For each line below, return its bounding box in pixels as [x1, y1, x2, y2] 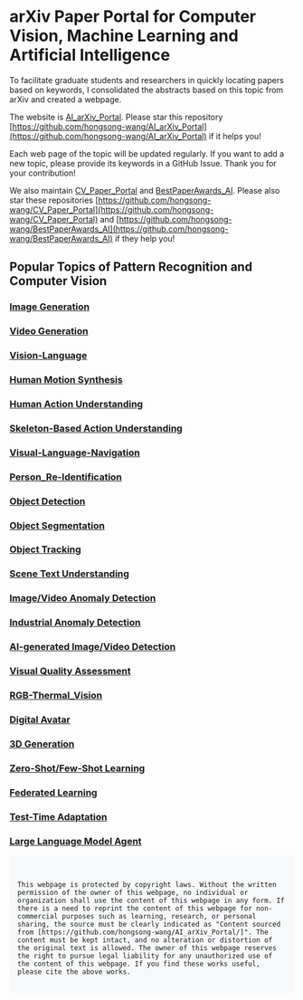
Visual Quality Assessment [9, 665, 131, 678]
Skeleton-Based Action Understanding [9, 422, 183, 434]
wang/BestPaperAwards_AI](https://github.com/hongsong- [9, 224, 229, 234]
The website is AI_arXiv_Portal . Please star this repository [9, 111, 223, 122]
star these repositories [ [9, 195, 99, 205]
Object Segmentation [9, 519, 106, 531]
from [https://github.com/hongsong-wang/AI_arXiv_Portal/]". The [17, 928, 269, 937]
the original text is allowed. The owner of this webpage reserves [17, 943, 278, 952]
